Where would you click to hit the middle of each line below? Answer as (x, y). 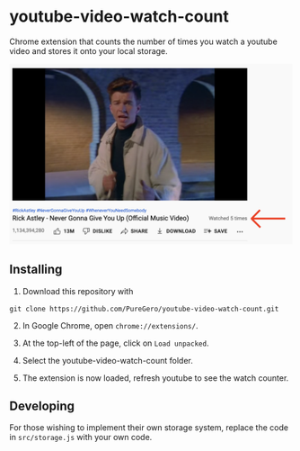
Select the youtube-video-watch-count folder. (107, 360)
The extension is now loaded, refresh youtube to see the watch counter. (155, 378)
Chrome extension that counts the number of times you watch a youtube (144, 41)
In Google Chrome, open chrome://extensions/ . (110, 325)
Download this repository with (78, 291)
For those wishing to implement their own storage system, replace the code (149, 428)
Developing (42, 406)
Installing (36, 270)
